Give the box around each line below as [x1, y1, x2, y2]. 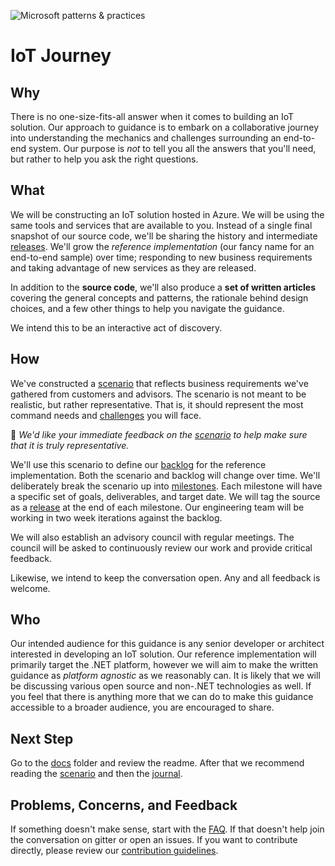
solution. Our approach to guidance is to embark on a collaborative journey [10, 121, 320, 133]
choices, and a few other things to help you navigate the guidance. [10, 302, 285, 314]
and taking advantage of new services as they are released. [10, 261, 257, 274]
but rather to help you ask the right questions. [10, 153, 199, 165]
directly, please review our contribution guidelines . [10, 845, 219, 857]
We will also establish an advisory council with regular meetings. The [10, 531, 295, 543]
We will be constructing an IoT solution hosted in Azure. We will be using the [10, 208, 325, 220]
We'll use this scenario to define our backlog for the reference [10, 458, 267, 470]
